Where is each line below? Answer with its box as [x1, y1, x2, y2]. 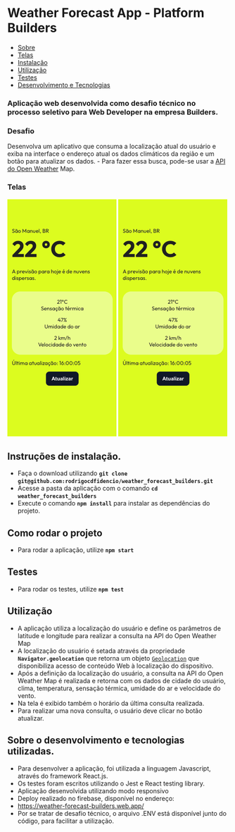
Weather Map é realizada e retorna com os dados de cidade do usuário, [17, 676, 227, 685]
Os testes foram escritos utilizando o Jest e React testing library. [17, 779, 205, 788]
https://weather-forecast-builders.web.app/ [17, 802, 144, 810]
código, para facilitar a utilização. [17, 816, 115, 825]
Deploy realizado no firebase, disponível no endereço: [17, 794, 174, 802]
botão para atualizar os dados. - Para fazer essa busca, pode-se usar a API [7, 157, 226, 166]
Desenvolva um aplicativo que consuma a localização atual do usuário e [7, 142, 217, 151]
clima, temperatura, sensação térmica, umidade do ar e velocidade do [17, 684, 221, 692]
